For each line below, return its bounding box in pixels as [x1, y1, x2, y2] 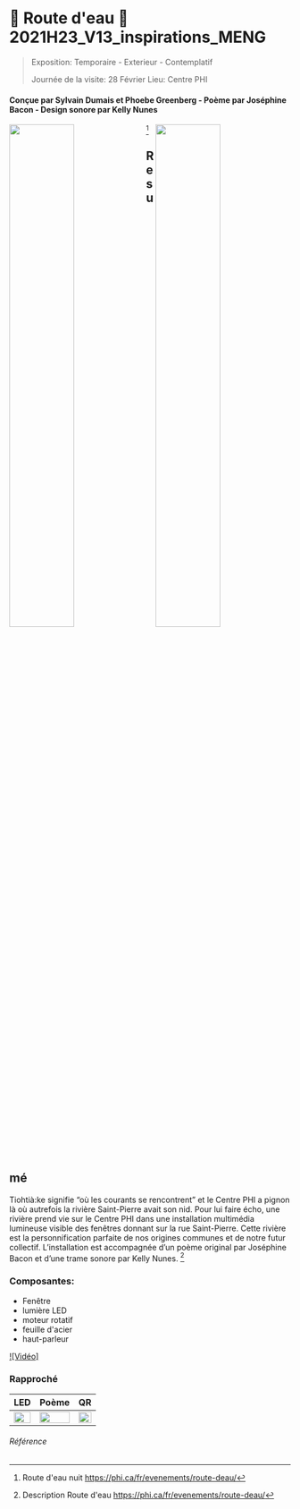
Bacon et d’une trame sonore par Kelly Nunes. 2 [9, 1251, 185, 1264]
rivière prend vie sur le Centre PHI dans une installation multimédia [9, 1213, 254, 1224]
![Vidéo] [9, 1351, 39, 1361]
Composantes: [9, 1275, 75, 1287]
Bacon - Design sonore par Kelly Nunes [9, 104, 158, 114]
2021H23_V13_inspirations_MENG [9, 27, 266, 47]
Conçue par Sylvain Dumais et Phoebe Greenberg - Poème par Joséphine [9, 94, 287, 106]
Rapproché [9, 1373, 58, 1386]
